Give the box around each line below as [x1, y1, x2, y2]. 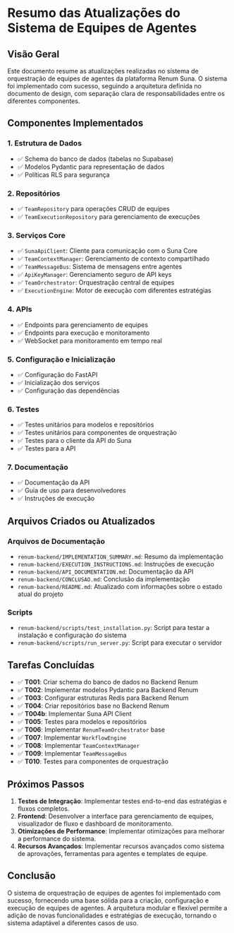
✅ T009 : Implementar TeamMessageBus [17, 749, 128, 758]
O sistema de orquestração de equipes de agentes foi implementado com [7, 889, 221, 897]
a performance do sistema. [17, 835, 97, 843]
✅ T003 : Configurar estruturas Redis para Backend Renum [17, 694, 189, 702]
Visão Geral [7, 48, 60, 60]
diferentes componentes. [7, 97, 80, 105]
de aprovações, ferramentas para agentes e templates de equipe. [17, 850, 208, 858]
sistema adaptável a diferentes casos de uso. [7, 918, 139, 927]
